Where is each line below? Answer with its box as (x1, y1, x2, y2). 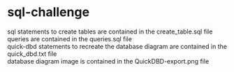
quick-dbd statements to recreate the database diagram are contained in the (7, 42, 227, 50)
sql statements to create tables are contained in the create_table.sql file (7, 27, 213, 36)
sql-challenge (7, 4, 89, 20)
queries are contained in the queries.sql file (7, 34, 133, 43)
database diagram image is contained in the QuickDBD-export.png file (7, 57, 210, 65)
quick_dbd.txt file (7, 50, 57, 58)
